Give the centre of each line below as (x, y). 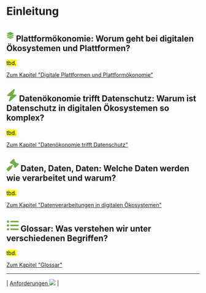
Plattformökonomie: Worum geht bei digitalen (105, 38)
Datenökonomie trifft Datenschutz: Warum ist (107, 99)
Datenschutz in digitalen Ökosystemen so (88, 108)
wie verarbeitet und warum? (61, 178)
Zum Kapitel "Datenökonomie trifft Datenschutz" (67, 144)
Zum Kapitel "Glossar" (34, 265)
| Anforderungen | (33, 283)
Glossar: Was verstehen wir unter (86, 229)
